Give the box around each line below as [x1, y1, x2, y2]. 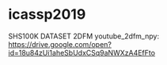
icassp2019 [8, 5, 86, 23]
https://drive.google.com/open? [8, 39, 112, 49]
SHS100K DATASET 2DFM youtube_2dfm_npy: [8, 31, 160, 41]
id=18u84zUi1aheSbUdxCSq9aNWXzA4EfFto [8, 48, 156, 57]
